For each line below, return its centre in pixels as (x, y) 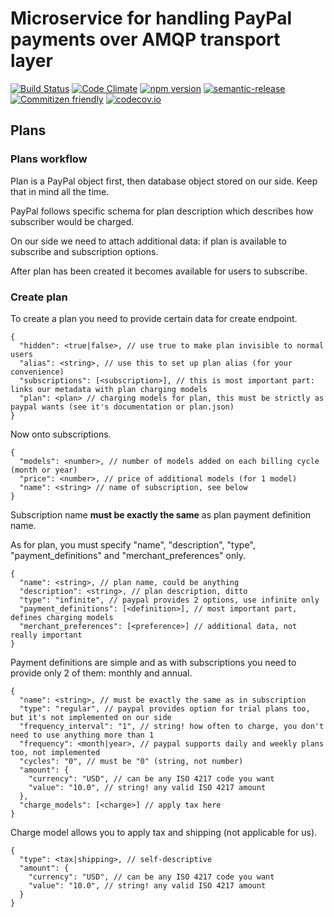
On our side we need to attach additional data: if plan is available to (148, 241)
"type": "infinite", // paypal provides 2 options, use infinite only (169, 600)
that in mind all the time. (60, 191)
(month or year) (44, 470)
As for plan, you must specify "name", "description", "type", (133, 544)
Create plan (39, 297)
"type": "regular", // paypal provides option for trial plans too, (165, 708)
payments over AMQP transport (145, 39)
